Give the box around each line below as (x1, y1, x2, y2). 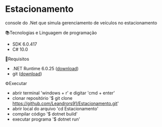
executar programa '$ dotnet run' (12, 116, 81, 122)
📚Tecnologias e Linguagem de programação (5, 30, 97, 36)
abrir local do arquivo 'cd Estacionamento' (12, 105, 99, 112)
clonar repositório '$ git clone (12, 95, 73, 101)
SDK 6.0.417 (12, 41, 38, 47)
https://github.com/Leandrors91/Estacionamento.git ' (12, 100, 119, 106)
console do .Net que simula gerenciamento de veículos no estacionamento (5, 20, 157, 26)
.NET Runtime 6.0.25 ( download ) (12, 65, 79, 71)
